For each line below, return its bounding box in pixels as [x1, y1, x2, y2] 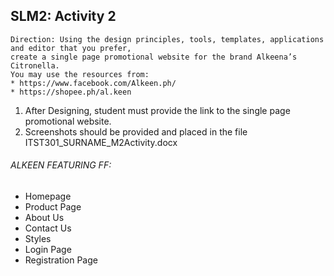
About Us [24, 212, 65, 224]
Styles [24, 233, 52, 245]
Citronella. [10, 60, 60, 71]
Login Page [24, 244, 72, 256]
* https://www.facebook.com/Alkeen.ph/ [10, 78, 177, 88]
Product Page [24, 201, 82, 213]
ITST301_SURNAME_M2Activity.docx [24, 136, 178, 148]
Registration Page [24, 254, 98, 266]
